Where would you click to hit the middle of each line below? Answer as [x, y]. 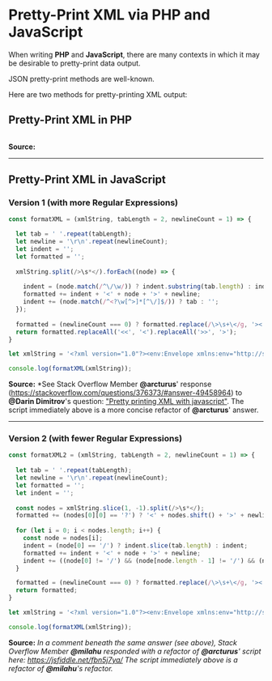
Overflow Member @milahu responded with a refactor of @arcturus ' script [135, 651]
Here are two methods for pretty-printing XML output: [98, 94]
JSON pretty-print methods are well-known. [82, 79]
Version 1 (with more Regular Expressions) [93, 202]
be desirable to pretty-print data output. [74, 63]
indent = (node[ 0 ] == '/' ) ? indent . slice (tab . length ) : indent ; [136, 545]
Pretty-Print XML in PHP [70, 120]
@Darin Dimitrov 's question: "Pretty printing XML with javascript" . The [126, 402]
